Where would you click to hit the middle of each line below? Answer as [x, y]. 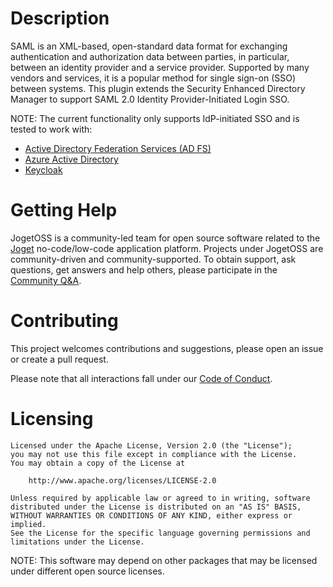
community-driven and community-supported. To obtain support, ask [153, 259]
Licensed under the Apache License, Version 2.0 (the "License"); [151, 445]
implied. [28, 524]
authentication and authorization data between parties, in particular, [150, 56]
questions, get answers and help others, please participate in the [144, 269]
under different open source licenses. [87, 571]
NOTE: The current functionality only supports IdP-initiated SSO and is [155, 118]
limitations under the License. [77, 542]
